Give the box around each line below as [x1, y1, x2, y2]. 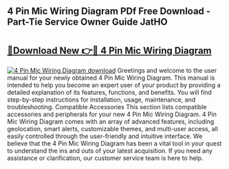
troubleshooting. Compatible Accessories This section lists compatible [7, 103, 207, 111]
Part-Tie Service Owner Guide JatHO [7, 16, 168, 28]
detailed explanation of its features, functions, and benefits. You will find [7, 89, 212, 96]
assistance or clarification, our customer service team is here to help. [7, 154, 204, 162]
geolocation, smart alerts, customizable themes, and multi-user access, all [7, 125, 219, 133]
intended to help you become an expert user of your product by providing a [7, 81, 221, 89]
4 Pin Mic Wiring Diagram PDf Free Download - [7, 5, 211, 17]
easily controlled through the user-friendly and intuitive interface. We [7, 132, 203, 140]
